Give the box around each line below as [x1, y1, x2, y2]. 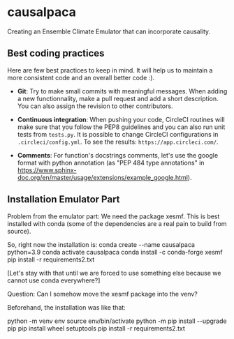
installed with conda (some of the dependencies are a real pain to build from [7, 219, 227, 227]
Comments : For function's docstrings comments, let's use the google [17, 151, 219, 159]
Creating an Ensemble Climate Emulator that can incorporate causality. [7, 27, 211, 36]
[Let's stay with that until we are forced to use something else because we [7, 269, 221, 277]
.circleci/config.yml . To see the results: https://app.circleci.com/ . [17, 137, 219, 146]
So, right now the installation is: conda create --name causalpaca [7, 240, 196, 248]
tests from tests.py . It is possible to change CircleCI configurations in [17, 130, 219, 138]
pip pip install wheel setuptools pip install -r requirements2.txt [7, 324, 185, 332]
